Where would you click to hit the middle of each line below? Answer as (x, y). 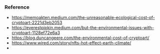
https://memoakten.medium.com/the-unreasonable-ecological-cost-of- (83, 18)
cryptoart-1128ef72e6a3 (36, 33)
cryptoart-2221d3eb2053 (37, 22)
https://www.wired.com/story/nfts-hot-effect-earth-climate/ (71, 43)
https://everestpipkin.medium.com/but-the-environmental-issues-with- (83, 28)
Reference (17, 7)
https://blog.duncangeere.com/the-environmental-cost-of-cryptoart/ (80, 38)
